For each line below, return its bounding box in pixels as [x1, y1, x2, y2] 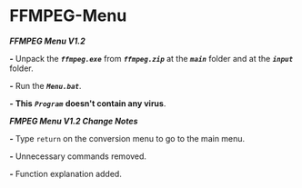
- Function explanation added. [9, 168, 123, 179]
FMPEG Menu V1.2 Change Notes [9, 115, 138, 126]
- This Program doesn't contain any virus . [9, 97, 166, 109]
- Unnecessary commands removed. [9, 151, 147, 162]
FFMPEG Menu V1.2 [9, 35, 86, 46]
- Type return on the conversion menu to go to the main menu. [9, 133, 246, 143]
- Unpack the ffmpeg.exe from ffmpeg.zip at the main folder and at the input [9, 53, 294, 64]
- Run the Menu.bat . [9, 80, 82, 91]
